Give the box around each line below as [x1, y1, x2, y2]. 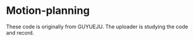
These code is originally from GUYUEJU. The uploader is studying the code [6, 23, 189, 30]
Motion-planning [6, 4, 90, 17]
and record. [6, 29, 34, 36]
